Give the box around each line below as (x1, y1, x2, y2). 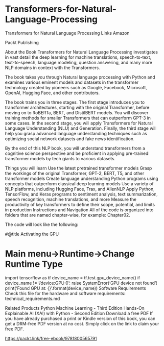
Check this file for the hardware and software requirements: (5, 290, 126, 296)
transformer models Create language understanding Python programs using (5, 175, 158, 181)
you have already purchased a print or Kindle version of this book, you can (5, 315, 156, 321)
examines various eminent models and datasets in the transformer (5, 79, 139, 85)
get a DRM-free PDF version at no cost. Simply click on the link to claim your (5, 321, 159, 326)
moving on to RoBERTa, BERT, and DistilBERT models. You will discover (5, 109, 149, 116)
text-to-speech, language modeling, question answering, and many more (5, 59, 153, 65)
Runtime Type (5, 259, 63, 270)
